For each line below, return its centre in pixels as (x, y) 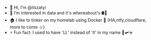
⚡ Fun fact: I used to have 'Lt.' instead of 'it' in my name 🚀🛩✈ (71, 32)
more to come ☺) (27, 27)
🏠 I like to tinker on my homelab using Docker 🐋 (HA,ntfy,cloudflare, (78, 20)
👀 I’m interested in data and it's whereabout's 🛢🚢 (59, 13)
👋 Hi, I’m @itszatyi (28, 7)
